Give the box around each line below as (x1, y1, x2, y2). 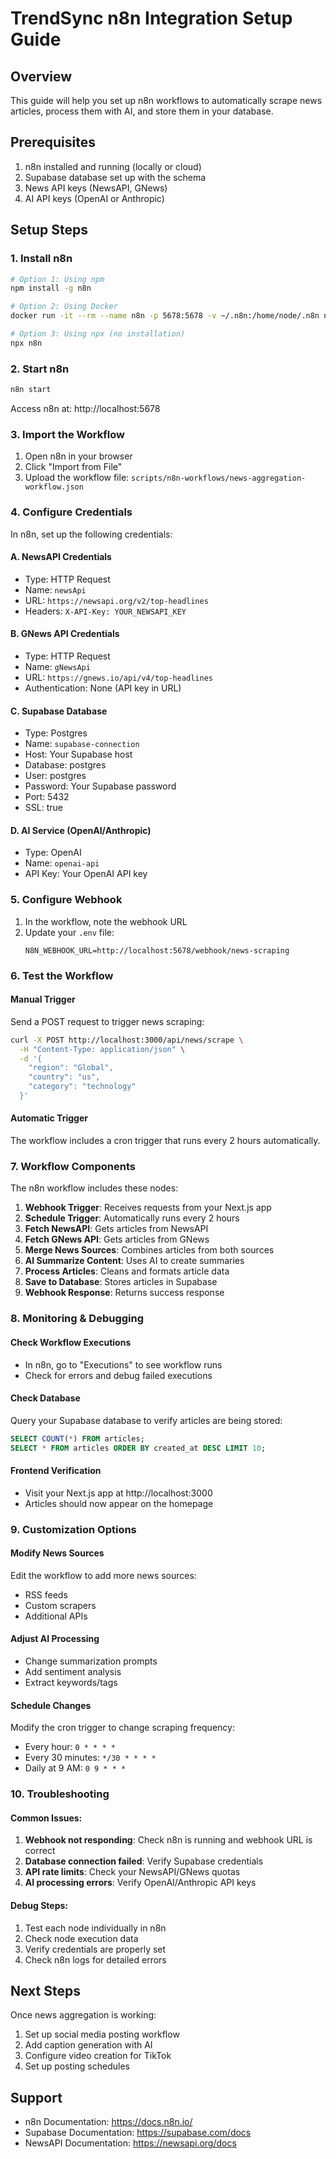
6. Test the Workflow (10, 968, 114, 982)
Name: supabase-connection (24, 738, 140, 750)
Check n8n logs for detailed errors (24, 1953, 167, 1966)
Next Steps (10, 1982, 81, 1999)
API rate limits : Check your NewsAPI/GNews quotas (24, 1866, 241, 1878)
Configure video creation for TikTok (24, 2050, 172, 2062)
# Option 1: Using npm (10, 274, 105, 284)
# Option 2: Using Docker (10, 302, 118, 312)
